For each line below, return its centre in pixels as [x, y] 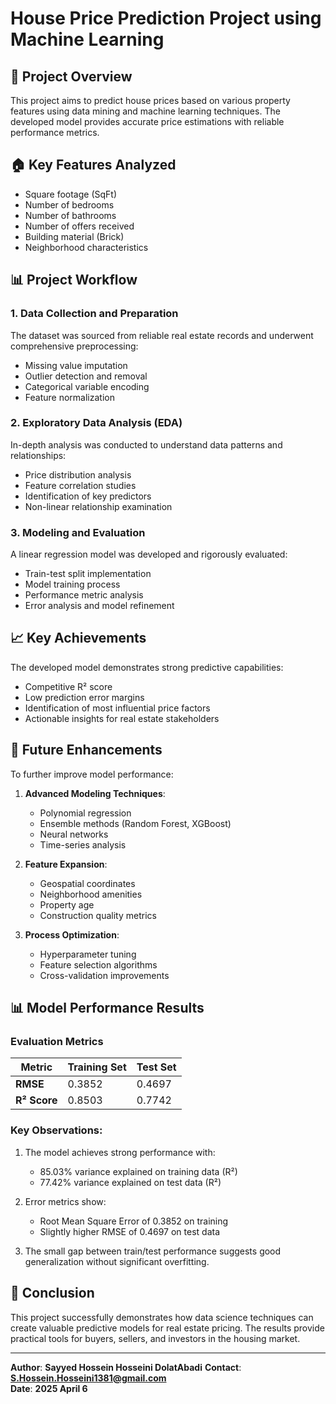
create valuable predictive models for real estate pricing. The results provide [167, 1328]
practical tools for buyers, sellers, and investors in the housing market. [155, 1338]
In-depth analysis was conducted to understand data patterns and [146, 444]
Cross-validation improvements [104, 975]
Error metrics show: [65, 1201]
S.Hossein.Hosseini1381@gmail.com [88, 1378]
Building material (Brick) [74, 236]
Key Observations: [56, 1130]
